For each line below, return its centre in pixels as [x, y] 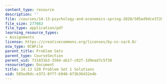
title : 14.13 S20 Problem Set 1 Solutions [50, 70]
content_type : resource [30, 10]
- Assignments [20, 38]
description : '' [22, 14]
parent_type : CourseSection [34, 56]
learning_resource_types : [32, 33]
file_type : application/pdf [34, 28]
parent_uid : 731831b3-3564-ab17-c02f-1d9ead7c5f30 [59, 60]
